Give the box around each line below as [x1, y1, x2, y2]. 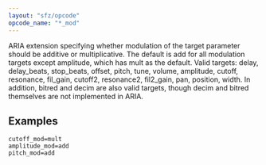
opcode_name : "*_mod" [8, 19, 80, 27]
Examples [8, 114, 58, 128]
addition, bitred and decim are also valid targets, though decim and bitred [8, 82, 249, 92]
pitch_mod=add [8, 149, 56, 157]
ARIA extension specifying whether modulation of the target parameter [8, 40, 241, 50]
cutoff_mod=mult [8, 136, 62, 144]
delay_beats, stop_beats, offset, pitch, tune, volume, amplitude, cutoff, [8, 66, 239, 75]
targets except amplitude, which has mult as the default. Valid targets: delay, [8, 57, 259, 67]
